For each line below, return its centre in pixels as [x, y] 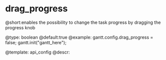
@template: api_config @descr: [38, 52]
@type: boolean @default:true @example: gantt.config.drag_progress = [79, 37]
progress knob [20, 27]
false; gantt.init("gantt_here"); [36, 42]
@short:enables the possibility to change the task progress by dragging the [83, 22]
